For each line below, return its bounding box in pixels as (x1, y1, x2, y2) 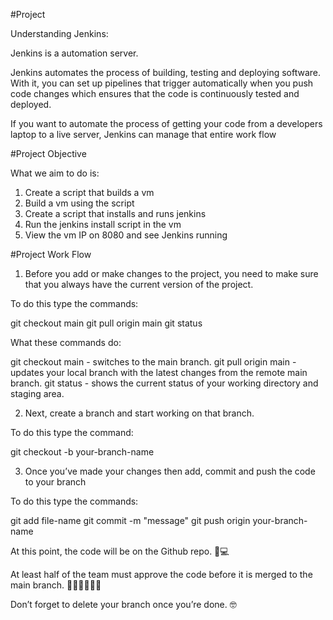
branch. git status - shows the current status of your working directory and (10, 377, 319, 389)
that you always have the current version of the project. (24, 279, 254, 290)
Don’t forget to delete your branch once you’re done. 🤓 (10, 599, 237, 610)
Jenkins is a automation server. (10, 47, 139, 59)
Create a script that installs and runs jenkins (24, 208, 207, 219)
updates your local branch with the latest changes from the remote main (10, 367, 308, 378)
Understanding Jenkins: (10, 28, 109, 39)
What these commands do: (10, 337, 122, 348)
